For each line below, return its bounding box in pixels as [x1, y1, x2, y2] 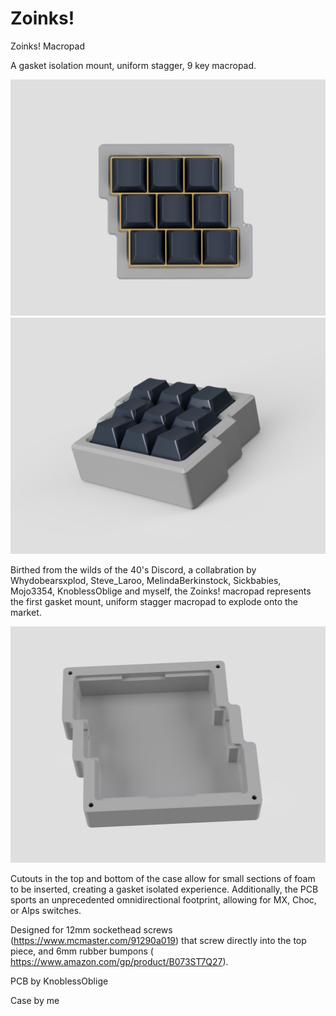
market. [10, 606, 42, 618]
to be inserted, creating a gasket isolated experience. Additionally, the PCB [10, 883, 319, 895]
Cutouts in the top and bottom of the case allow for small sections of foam [10, 872, 316, 884]
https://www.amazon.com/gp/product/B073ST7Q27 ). [10, 955, 229, 967]
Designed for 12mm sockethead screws [10, 923, 173, 936]
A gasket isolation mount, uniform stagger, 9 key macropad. [10, 59, 257, 71]
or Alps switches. [10, 904, 82, 916]
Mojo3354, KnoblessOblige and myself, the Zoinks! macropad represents [10, 585, 312, 597]
